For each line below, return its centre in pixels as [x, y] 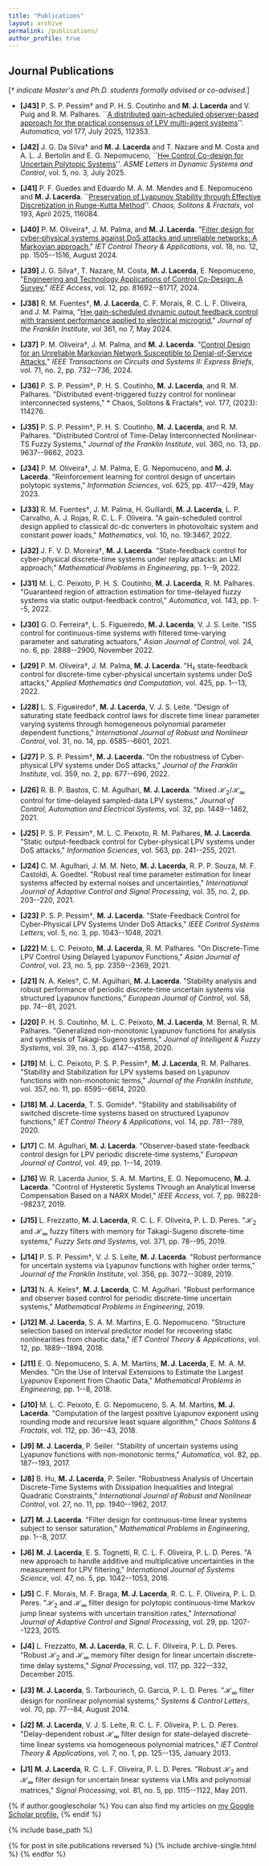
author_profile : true [45, 38]
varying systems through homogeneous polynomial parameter [123, 724]
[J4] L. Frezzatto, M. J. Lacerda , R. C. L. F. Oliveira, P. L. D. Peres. [129, 1646]
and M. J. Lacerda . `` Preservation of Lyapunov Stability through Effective [140, 197]
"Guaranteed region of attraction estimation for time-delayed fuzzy [130, 592]
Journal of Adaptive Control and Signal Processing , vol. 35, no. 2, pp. [135, 891]
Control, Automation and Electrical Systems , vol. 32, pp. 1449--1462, [134, 808]
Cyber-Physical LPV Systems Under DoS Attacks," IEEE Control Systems [140, 924]
